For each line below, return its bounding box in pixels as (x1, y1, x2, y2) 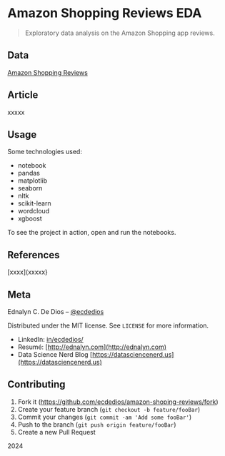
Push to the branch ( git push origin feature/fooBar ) (17, 420, 176, 429)
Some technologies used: (7, 148, 82, 156)
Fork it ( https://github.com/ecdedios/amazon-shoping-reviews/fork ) (17, 397, 219, 406)
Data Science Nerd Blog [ (17, 350, 93, 358)
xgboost (17, 214, 43, 223)
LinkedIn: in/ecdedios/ (17, 335, 84, 343)
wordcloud (17, 207, 50, 216)
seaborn (17, 184, 43, 193)
